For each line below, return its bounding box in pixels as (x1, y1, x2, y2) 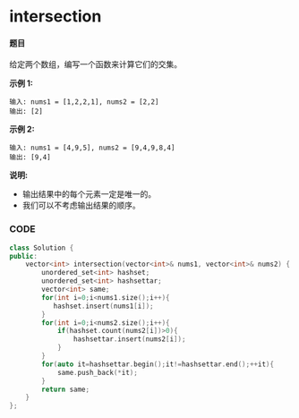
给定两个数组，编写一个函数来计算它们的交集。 (9, 59, 182, 70)
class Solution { (9, 243, 74, 252)
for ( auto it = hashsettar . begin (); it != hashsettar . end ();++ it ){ (41, 360, 275, 369)
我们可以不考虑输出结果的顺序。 (21, 200, 141, 211)
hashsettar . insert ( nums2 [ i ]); (73, 335, 186, 344)
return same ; (41, 385, 90, 394)
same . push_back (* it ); (56, 368, 139, 377)
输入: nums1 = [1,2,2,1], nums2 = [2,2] (9, 98, 159, 107)
